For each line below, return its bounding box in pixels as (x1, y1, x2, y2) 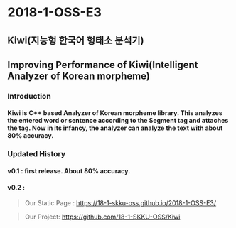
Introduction (7, 91, 51, 101)
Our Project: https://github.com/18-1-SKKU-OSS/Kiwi (24, 212, 181, 221)
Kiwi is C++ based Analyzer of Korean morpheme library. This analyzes (7, 109, 222, 117)
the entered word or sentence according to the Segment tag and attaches (7, 116, 229, 125)
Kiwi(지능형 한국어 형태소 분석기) (7, 34, 144, 46)
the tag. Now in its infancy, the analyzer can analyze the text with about (7, 124, 223, 132)
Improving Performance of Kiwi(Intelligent (7, 58, 198, 71)
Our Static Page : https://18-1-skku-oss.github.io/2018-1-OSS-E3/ (24, 199, 217, 207)
